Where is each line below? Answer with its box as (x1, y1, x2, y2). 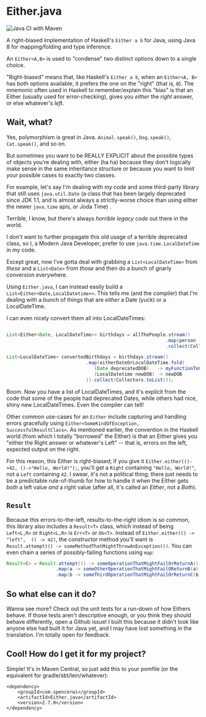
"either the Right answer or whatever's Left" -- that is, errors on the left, (6, 439, 188, 446)
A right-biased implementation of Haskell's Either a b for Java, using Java (6, 36, 196, 44)
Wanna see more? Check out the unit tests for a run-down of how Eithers (6, 605, 191, 612)
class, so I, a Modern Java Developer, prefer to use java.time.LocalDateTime (6, 239, 200, 247)
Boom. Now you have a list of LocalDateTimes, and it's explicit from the (6, 388, 186, 395)
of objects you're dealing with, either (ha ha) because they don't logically (6, 158, 191, 166)
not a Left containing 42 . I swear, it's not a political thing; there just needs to (6, 470, 198, 478)
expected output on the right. (6, 445, 80, 453)
